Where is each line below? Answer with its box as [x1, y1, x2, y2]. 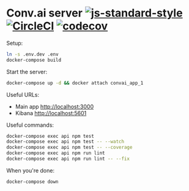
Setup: [6, 39, 23, 47]
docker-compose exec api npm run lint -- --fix [6, 156, 130, 162]
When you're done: [6, 167, 55, 174]
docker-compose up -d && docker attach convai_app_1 [6, 80, 144, 86]
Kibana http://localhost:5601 [15, 109, 87, 116]
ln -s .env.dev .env [6, 51, 59, 58]
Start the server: [6, 68, 48, 75]
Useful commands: [6, 121, 54, 129]
